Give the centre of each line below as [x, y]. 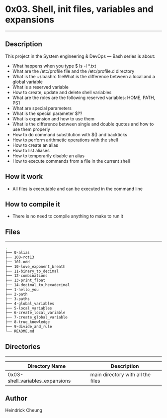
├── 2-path [16, 294]
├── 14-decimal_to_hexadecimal [38, 285]
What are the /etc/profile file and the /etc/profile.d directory [73, 71]
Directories [23, 347]
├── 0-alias [17, 253]
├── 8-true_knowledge [28, 322]
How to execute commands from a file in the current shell [71, 161]
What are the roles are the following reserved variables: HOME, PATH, [84, 98]
